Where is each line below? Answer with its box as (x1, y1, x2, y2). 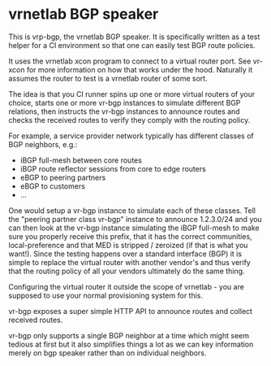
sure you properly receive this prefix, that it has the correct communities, (8, 231, 253, 241)
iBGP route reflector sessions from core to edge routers (19, 163, 207, 173)
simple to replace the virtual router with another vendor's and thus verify (8, 257, 252, 267)
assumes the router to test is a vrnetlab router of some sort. (8, 73, 209, 83)
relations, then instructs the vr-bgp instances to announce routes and (8, 107, 241, 116)
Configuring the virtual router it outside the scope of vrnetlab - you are (8, 281, 245, 291)
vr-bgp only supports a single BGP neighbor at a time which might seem (8, 330, 250, 340)
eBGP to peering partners (19, 172, 106, 182)
